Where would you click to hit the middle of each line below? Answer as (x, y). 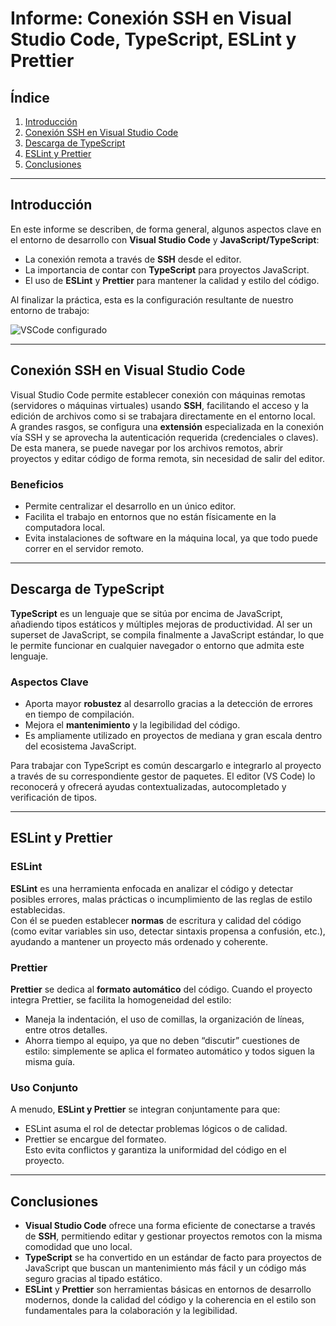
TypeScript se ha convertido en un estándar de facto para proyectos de (173, 1258)
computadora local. (65, 527)
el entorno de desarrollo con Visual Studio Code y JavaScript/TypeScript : (165, 239)
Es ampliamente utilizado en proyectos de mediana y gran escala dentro (173, 736)
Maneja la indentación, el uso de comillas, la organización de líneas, (164, 1019)
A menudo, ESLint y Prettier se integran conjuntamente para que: (145, 1109)
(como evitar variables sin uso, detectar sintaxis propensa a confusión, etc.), (168, 931)
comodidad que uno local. (78, 1247)
